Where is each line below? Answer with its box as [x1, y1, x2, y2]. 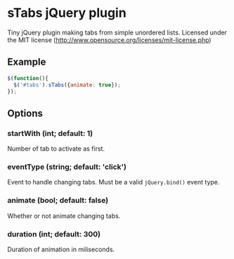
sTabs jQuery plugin [7, 5, 126, 21]
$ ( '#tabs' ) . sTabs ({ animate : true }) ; [13, 81, 121, 89]
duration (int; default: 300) [7, 229, 100, 239]
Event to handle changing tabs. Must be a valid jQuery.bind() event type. [7, 178, 220, 187]
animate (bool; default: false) [7, 196, 109, 206]
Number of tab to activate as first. [7, 144, 105, 153]
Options [7, 107, 44, 119]
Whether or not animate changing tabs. [7, 211, 121, 220]
